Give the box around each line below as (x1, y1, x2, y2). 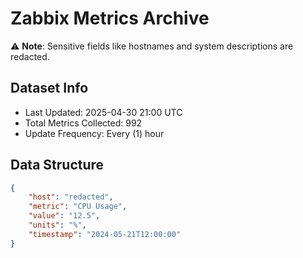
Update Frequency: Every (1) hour (24, 127, 165, 139)
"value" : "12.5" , (28, 211, 101, 221)
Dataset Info (10, 80, 89, 97)
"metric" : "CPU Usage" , (28, 202, 128, 212)
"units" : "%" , (28, 220, 87, 231)
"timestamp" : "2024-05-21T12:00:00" (28, 229, 182, 239)
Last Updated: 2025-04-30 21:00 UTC (24, 106, 183, 118)
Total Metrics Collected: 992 (24, 117, 143, 129)
